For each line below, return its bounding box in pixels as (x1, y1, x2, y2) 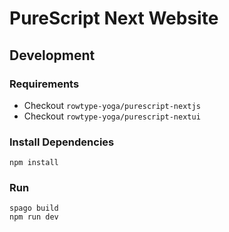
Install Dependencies (9, 135, 115, 149)
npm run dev (9, 212, 59, 222)
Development (9, 47, 96, 64)
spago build (9, 203, 59, 214)
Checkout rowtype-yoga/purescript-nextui (23, 110, 201, 122)
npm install (9, 158, 59, 168)
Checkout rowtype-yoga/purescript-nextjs (23, 99, 201, 111)
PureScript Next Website (9, 7, 219, 30)
